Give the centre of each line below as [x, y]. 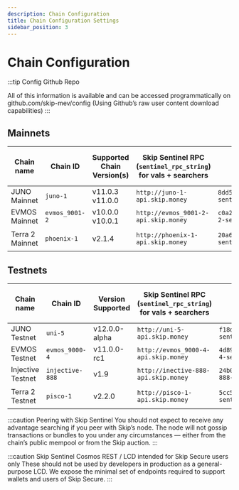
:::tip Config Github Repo [43, 82]
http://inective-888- [174, 370]
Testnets [27, 270]
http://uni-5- [161, 330]
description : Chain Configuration [59, 14]
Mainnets [29, 133]
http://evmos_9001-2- [173, 213]
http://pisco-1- [164, 392]
